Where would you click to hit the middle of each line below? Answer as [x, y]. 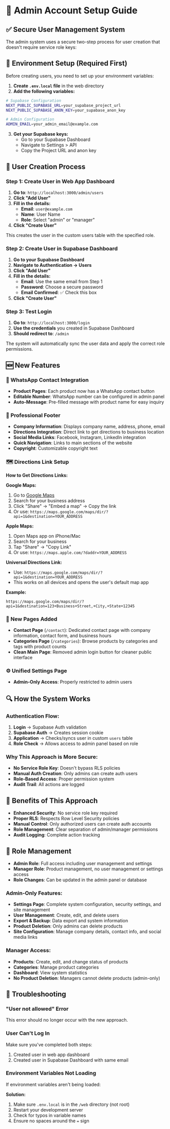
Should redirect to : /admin [41, 334]
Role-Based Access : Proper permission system [64, 779]
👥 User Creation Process [46, 167]
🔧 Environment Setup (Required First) [67, 63]
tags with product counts [40, 647]
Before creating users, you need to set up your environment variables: [80, 76]
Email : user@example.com [47, 209]
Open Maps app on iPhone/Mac [47, 536]
